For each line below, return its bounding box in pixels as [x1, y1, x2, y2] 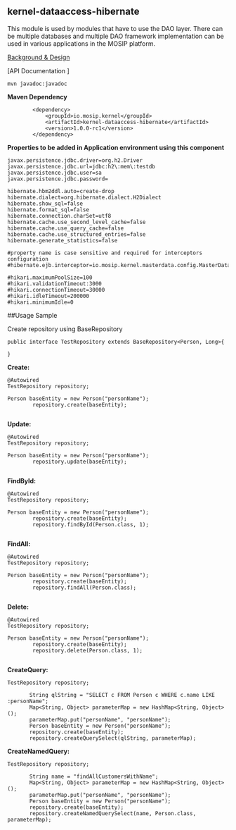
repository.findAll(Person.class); [32, 584, 137, 591]
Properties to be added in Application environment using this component [7, 143, 225, 151]
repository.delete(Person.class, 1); [32, 647, 143, 654]
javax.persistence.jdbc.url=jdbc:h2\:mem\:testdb [7, 163, 156, 170]
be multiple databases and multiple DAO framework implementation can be [7, 32, 225, 40]
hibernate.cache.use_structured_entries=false [7, 230, 146, 238]
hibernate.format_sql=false [7, 206, 90, 213]
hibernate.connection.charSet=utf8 [7, 212, 112, 219]
